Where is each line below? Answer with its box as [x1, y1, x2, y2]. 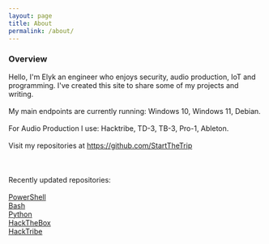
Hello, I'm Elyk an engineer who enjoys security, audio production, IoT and [8, 72, 257, 82]
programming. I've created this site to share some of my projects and [8, 80, 239, 90]
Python [8, 209, 32, 219]
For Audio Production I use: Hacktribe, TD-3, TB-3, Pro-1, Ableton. [8, 123, 229, 133]
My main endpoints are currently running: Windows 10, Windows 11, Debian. [8, 106, 261, 116]
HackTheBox [8, 217, 51, 227]
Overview [8, 53, 48, 65]
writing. [8, 89, 34, 99]
